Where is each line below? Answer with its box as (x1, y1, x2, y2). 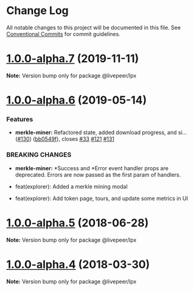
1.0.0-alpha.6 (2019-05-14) (6, 93, 147, 107)
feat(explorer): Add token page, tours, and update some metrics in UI (15, 195, 189, 202)
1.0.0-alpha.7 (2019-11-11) (6, 52, 139, 66)
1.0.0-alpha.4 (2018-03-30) (6, 257, 150, 271)
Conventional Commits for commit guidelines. (6, 30, 120, 37)
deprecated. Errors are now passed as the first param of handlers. (15, 171, 181, 178)
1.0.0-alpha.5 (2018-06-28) (6, 216, 149, 229)
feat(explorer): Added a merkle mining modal (15, 182, 128, 190)
